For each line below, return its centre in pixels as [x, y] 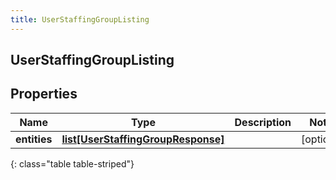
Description [263, 122]
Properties [44, 94]
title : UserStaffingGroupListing [80, 19]
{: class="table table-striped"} [72, 163]
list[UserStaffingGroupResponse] [143, 139]
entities [34, 139]
